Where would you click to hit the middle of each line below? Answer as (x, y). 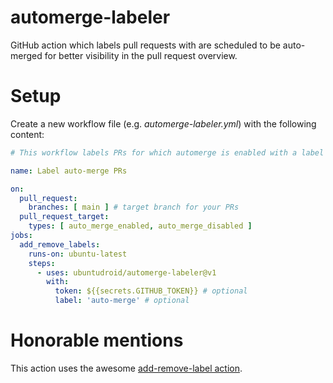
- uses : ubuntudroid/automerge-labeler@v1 (126, 272)
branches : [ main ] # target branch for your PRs (134, 207)
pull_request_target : (64, 217)
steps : (42, 263)
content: (27, 134)
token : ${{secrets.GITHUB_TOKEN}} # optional (151, 291)
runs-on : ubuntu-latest (78, 254)
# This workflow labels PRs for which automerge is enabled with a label (167, 152)
